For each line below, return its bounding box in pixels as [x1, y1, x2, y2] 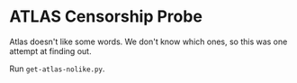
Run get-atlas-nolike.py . [9, 63, 105, 74]
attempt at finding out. [9, 45, 92, 56]
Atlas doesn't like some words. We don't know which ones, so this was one [9, 36, 288, 47]
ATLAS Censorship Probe [9, 6, 202, 27]
